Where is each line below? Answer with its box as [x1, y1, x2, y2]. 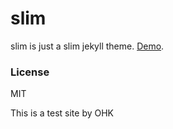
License [10, 65, 50, 79]
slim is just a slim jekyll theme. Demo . [10, 40, 165, 52]
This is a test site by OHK [10, 107, 115, 119]
